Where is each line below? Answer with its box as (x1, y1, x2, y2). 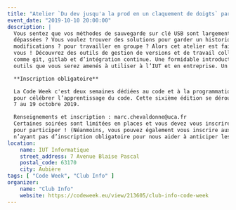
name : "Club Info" (20, 185, 74, 192)
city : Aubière (20, 166, 61, 173)
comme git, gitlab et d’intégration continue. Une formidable (13, 56, 199, 63)
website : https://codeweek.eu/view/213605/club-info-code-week (20, 192, 209, 199)
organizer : (7, 179, 39, 186)
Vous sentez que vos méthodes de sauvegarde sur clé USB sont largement (13, 29, 231, 37)
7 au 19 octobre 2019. (13, 101, 80, 108)
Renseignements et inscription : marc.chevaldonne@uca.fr (13, 114, 188, 121)
